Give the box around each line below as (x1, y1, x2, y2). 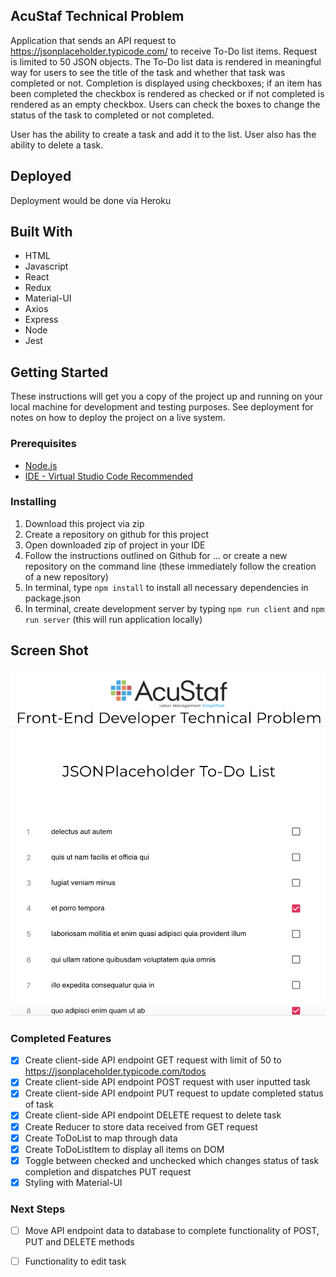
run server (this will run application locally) (24, 613, 203, 625)
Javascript (24, 260, 69, 273)
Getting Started (10, 364, 109, 381)
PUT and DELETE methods (24, 1236, 135, 1248)
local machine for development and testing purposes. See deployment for (10, 401, 314, 413)
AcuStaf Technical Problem (10, 8, 185, 25)
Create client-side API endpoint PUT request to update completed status (24, 1087, 324, 1099)
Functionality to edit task (24, 1255, 127, 1268)
